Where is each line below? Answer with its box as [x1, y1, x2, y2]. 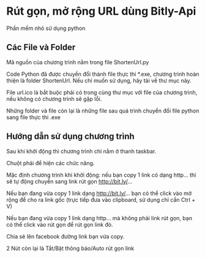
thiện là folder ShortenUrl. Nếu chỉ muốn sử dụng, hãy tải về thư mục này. [6, 76, 192, 84]
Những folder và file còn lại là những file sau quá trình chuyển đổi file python [6, 107, 199, 114]
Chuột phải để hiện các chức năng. [6, 159, 95, 166]
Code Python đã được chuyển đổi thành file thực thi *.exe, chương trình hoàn [6, 70, 199, 78]
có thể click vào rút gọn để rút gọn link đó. [6, 221, 113, 228]
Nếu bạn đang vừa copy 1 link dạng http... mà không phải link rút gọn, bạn [6, 214, 193, 221]
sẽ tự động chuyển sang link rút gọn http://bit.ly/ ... [6, 177, 133, 185]
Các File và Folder [6, 42, 76, 53]
